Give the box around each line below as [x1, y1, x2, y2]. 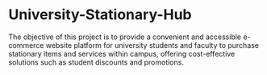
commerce [8, 40, 44, 49]
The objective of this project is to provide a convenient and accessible [8, 32, 242, 41]
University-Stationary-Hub [8, 6, 192, 24]
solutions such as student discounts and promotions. [8, 57, 184, 67]
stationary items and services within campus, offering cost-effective [8, 49, 236, 58]
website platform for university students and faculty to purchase [45, 40, 260, 49]
